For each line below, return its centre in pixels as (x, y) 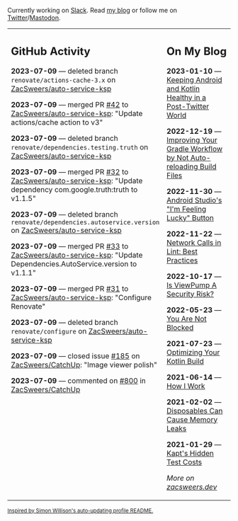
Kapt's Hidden (190, 453)
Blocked (180, 327)
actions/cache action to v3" (57, 122)
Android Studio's (194, 200)
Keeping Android (194, 79)
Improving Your (192, 139)
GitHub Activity (51, 51)
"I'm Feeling (186, 209)
